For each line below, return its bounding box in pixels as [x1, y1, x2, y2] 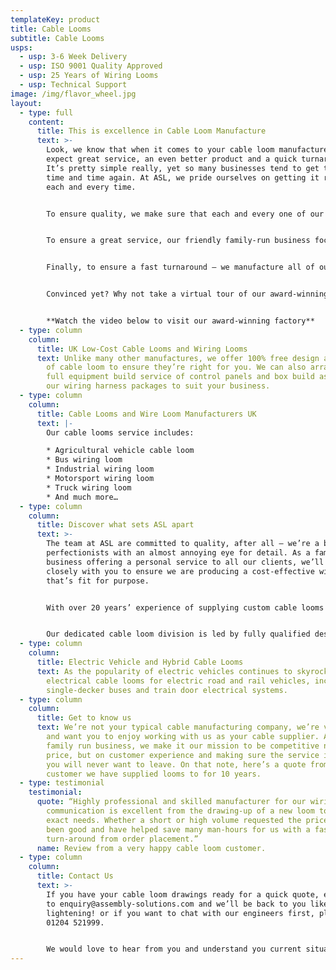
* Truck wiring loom [46, 482, 132, 493]
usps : [10, 42, 33, 53]
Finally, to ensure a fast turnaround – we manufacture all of [46, 262, 315, 273]
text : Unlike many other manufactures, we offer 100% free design [36, 353, 320, 363]
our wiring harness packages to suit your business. [46, 381, 271, 391]
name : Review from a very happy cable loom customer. [36, 843, 267, 853]
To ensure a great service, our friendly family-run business [46, 236, 311, 246]
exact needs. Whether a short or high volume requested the [46, 815, 302, 825]
